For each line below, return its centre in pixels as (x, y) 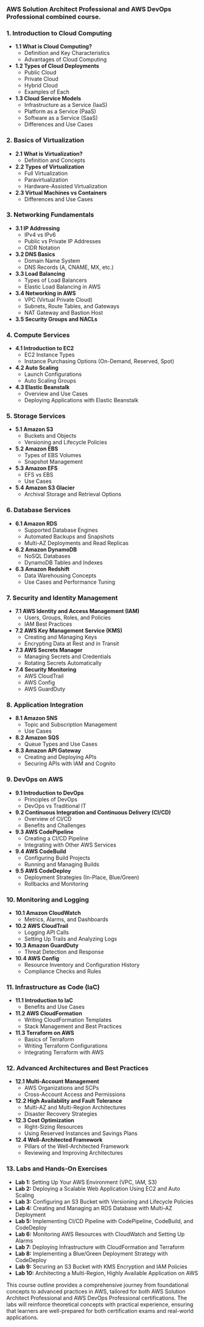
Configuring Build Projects (57, 858)
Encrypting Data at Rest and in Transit (72, 643)
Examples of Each (47, 92)
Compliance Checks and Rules (63, 971)
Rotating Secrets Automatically (63, 663)
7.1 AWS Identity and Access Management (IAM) (77, 611)
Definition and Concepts (55, 160)
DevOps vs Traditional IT (55, 806)
